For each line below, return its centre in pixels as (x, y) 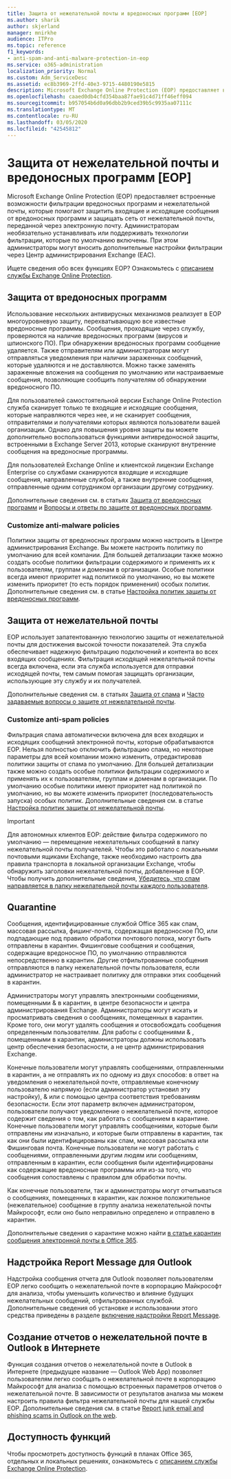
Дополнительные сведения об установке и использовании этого (102, 1308)
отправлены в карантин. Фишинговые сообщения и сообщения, (101, 946)
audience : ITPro (30, 39)
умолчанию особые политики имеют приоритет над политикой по (104, 786)
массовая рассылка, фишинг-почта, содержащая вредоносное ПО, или (112, 931)
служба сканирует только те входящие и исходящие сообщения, (102, 408)
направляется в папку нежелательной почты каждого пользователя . (108, 885)
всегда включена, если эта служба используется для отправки (100, 667)
